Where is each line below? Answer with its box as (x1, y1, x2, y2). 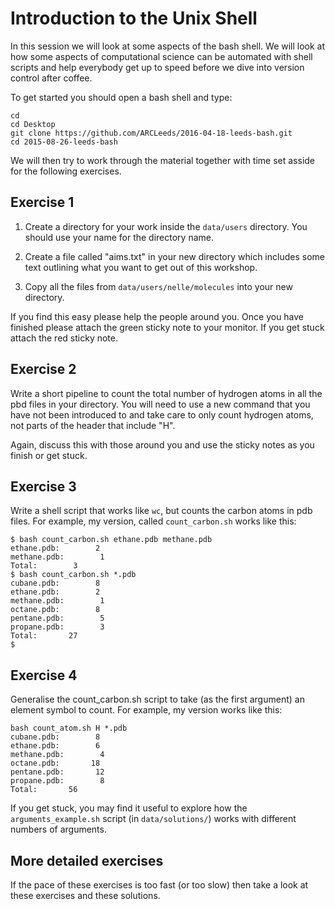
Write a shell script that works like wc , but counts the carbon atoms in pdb (10, 505, 313, 517)
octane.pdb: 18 (10, 758, 101, 769)
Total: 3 (10, 561, 78, 571)
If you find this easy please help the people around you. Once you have (10, 310, 305, 322)
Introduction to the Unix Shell (10, 7, 258, 30)
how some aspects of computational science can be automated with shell (10, 50, 313, 62)
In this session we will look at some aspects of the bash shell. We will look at (10, 40, 326, 52)
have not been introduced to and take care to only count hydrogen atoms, (10, 408, 314, 421)
